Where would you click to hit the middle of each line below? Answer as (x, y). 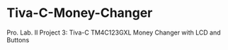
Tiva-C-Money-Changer (80, 13)
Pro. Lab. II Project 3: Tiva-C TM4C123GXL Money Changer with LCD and (114, 32)
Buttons (18, 39)
